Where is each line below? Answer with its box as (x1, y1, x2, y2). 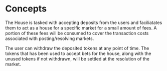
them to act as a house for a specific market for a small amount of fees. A (5, 24, 157, 30)
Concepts (5, 3, 47, 14)
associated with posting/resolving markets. (5, 35, 94, 41)
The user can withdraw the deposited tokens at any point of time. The (5, 45, 149, 51)
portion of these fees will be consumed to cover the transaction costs (5, 30, 149, 36)
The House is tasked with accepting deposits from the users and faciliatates (5, 19, 162, 25)
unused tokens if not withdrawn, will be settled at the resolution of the (5, 55, 149, 61)
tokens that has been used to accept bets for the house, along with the (5, 50, 151, 56)
